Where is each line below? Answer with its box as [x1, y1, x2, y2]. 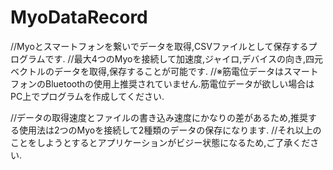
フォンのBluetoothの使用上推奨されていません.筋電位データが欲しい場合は [10, 77, 315, 90]
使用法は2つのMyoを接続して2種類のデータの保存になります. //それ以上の [18, 124, 322, 136]
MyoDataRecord [10, 6, 148, 29]
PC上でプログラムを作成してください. [10, 90, 165, 102]
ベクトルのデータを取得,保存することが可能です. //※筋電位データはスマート [10, 65, 319, 77]
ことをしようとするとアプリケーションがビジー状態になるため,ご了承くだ [10, 136, 311, 148]
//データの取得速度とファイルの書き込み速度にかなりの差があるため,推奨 [10, 111, 309, 123]
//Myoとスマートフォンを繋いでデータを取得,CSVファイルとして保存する [10, 40, 309, 52]
